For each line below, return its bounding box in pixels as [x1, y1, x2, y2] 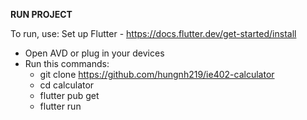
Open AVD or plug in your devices [24, 47, 165, 59]
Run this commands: [24, 58, 110, 69]
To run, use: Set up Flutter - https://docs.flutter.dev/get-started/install [10, 28, 297, 39]
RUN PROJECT [10, 9, 73, 20]
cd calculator [39, 79, 95, 91]
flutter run [39, 100, 82, 112]
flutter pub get [39, 90, 100, 101]
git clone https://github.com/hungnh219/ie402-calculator [39, 69, 275, 80]
